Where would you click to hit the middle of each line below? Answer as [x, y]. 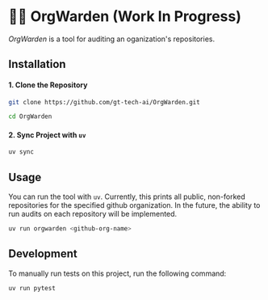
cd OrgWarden [30, 116]
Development [43, 254]
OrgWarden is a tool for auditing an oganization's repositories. [112, 39]
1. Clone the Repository [48, 85]
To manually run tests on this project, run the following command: [117, 273]
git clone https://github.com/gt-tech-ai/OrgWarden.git [104, 102]
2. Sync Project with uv [47, 135]
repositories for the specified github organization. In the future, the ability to [134, 205]
